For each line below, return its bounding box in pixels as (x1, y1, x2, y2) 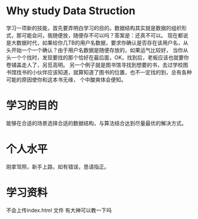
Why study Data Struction (6, 4, 136, 18)
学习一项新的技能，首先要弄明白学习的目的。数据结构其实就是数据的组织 (6, 24, 181, 31)
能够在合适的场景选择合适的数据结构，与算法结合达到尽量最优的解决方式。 (6, 119, 187, 126)
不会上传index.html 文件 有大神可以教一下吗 (6, 207, 112, 214)
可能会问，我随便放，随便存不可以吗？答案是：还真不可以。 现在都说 (21, 31, 189, 39)
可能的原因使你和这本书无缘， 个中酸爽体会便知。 (6, 76, 127, 83)
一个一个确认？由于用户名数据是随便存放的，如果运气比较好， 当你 (21, 46, 183, 54)
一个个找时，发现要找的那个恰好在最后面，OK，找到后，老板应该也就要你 (11, 54, 190, 61)
